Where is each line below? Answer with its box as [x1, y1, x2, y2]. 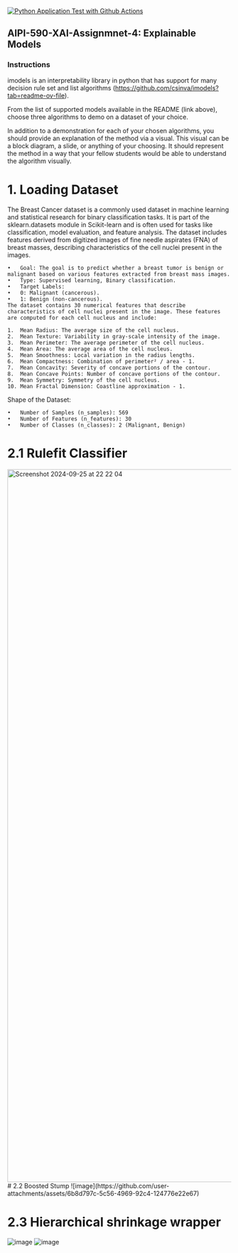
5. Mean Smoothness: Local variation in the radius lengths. [7, 351, 195, 359]
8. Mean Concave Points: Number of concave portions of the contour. [7, 370, 221, 378]
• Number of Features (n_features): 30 [7, 415, 132, 422]
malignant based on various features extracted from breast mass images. [7, 271, 231, 278]
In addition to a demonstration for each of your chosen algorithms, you [7, 126, 215, 135]
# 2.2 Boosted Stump [7, 1181, 70, 1190]
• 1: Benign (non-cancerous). [7, 296, 103, 303]
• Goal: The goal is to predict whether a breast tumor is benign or [7, 264, 224, 271]
